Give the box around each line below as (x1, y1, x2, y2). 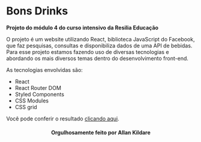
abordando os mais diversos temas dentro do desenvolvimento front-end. (6, 55, 189, 62)
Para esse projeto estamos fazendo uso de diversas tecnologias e (6, 48, 169, 55)
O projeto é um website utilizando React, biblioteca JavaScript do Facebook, (6, 35, 195, 43)
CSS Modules (14, 97, 49, 104)
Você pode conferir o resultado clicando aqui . (6, 115, 120, 122)
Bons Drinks (6, 4, 68, 18)
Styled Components (14, 90, 65, 98)
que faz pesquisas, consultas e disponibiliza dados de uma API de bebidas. (6, 42, 193, 49)
